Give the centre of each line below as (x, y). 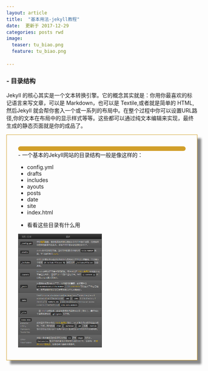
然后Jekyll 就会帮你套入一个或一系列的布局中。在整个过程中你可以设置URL (99, 111)
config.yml (40, 167)
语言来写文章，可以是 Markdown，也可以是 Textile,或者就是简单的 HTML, (102, 103)
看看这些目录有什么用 (54, 225)
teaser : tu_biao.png (38, 45)
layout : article (27, 13)
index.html (40, 212)
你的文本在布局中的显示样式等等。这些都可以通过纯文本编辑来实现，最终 (103, 118)
